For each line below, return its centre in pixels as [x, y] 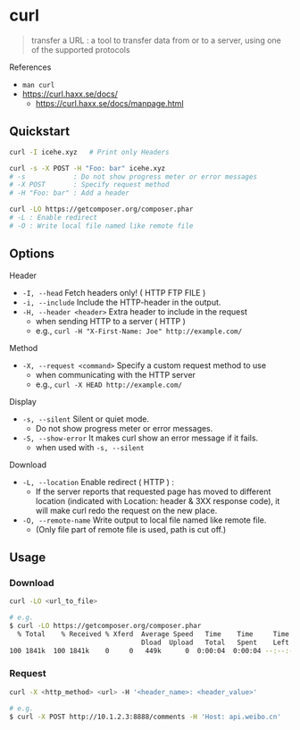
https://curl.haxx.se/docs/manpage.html [110, 103]
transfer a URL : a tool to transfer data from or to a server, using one [156, 40]
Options [32, 254]
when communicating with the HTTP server [116, 374]
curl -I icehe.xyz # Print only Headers [89, 152]
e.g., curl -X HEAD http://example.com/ [109, 384]
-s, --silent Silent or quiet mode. [86, 419]
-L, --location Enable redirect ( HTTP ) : [98, 482]
